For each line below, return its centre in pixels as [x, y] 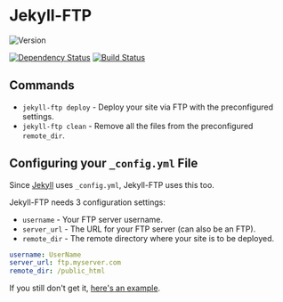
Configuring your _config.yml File [104, 163]
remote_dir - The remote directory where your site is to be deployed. [148, 238]
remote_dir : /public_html [57, 271]
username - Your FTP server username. [92, 219]
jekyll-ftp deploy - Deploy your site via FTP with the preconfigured [148, 107]
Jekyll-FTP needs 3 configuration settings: [88, 202]
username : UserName [45, 255]
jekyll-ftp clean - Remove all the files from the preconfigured [137, 126]
